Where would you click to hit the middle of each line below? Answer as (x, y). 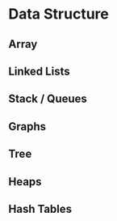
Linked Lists (39, 71)
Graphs (27, 126)
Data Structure (58, 14)
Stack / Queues (48, 99)
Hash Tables (40, 208)
